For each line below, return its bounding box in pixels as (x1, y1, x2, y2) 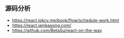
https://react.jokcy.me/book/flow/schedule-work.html (12, 17, 120, 23)
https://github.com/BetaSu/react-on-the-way (12, 28, 102, 33)
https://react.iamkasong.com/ (12, 22, 72, 28)
